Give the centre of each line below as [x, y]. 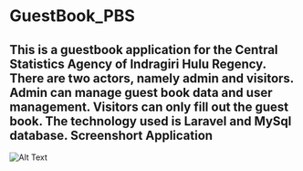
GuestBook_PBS [72, 16]
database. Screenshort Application [111, 135]
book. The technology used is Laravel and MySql [151, 121]
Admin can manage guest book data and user [141, 92]
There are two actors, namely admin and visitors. [151, 78]
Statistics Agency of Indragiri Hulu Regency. [138, 64]
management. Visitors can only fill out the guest [149, 107]
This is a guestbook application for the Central [144, 50]
